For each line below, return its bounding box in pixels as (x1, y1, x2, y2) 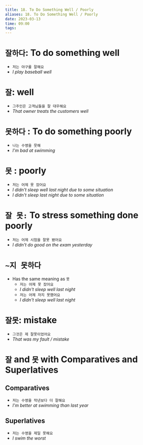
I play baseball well (12, 69, 52, 75)
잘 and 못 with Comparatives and (5, 353, 138, 365)
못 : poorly (5, 165, 47, 176)
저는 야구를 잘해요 (12, 65, 44, 70)
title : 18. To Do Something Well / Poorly (5, 7, 94, 12)
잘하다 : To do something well (5, 48, 120, 58)
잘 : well (5, 87, 35, 98)
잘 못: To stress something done (5, 210, 139, 221)
